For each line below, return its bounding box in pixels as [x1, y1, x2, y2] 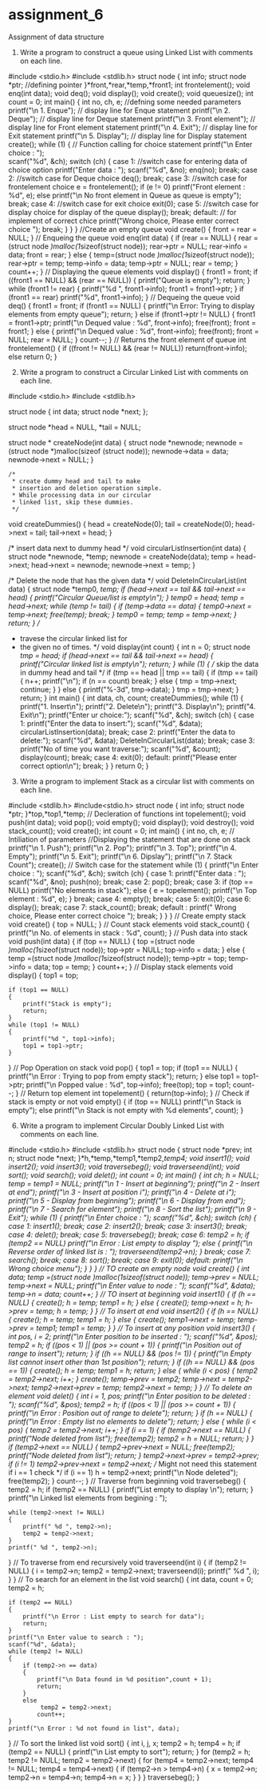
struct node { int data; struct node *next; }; [8, 406, 148, 417]
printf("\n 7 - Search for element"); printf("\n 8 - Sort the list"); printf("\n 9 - [8, 1204, 257, 1214]
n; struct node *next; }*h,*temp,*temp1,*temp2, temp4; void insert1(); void [8, 1153, 250, 1162]
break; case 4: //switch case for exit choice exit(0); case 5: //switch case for [8, 198, 259, 209]
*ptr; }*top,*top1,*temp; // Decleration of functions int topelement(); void [8, 809, 246, 819]
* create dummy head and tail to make [11, 477, 141, 485]
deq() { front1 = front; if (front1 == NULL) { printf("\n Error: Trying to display [8, 301, 255, 310]
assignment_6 [8, 6, 104, 24]
